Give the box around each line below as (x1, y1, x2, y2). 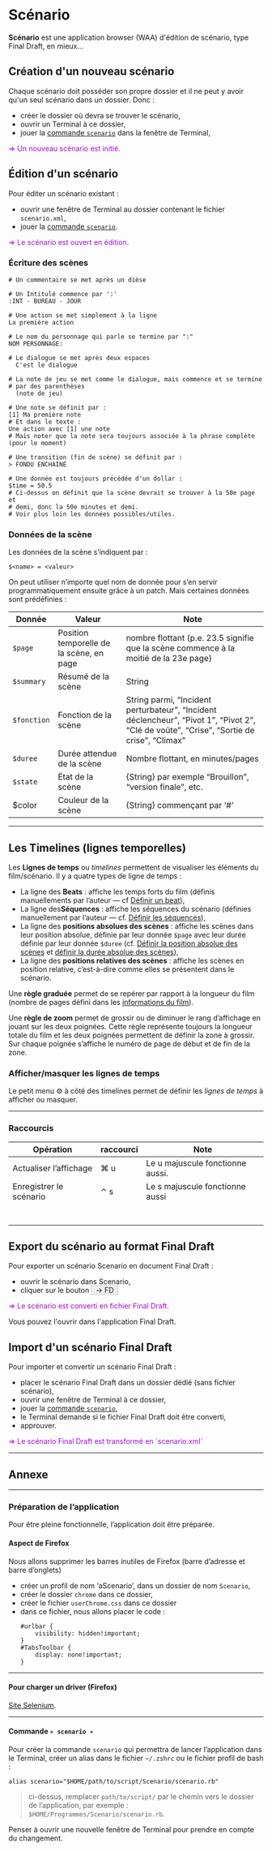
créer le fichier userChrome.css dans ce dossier (19, 1598, 177, 1608)
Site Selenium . (8, 1700, 57, 1710)
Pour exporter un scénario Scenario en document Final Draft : (8, 1261, 214, 1271)
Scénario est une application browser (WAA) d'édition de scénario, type (8, 32, 249, 42)
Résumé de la (57, 671, 109, 682)
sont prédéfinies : (8, 595, 67, 604)
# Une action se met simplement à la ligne (8, 311, 158, 320)
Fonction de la (57, 710, 112, 721)
